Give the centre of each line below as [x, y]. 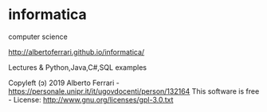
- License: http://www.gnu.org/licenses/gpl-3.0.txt [91, 99]
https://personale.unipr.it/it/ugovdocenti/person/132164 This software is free [134, 91]
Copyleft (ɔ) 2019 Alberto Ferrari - [64, 83]
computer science [38, 37]
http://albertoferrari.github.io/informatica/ [77, 52]
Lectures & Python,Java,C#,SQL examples [78, 67]
